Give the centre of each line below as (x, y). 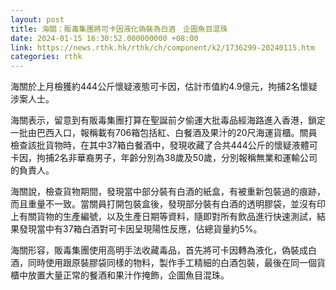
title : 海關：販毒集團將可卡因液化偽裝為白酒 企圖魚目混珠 (119, 29)
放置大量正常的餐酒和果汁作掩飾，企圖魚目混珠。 (128, 275)
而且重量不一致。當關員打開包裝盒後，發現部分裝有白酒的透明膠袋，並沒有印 (168, 204)
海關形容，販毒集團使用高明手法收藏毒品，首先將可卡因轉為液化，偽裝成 (159, 250)
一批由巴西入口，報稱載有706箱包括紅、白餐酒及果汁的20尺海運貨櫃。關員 (164, 133)
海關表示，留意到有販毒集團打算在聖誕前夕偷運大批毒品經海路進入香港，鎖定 (168, 120)
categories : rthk (46, 57)
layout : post (37, 19)
